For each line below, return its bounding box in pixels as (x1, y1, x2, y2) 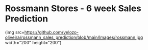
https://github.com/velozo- (24, 29, 79, 35)
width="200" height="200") (5, 39, 62, 45)
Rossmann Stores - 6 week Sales (5, 3, 141, 14)
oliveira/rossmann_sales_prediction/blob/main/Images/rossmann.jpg (5, 34, 143, 40)
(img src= (5, 29, 25, 35)
